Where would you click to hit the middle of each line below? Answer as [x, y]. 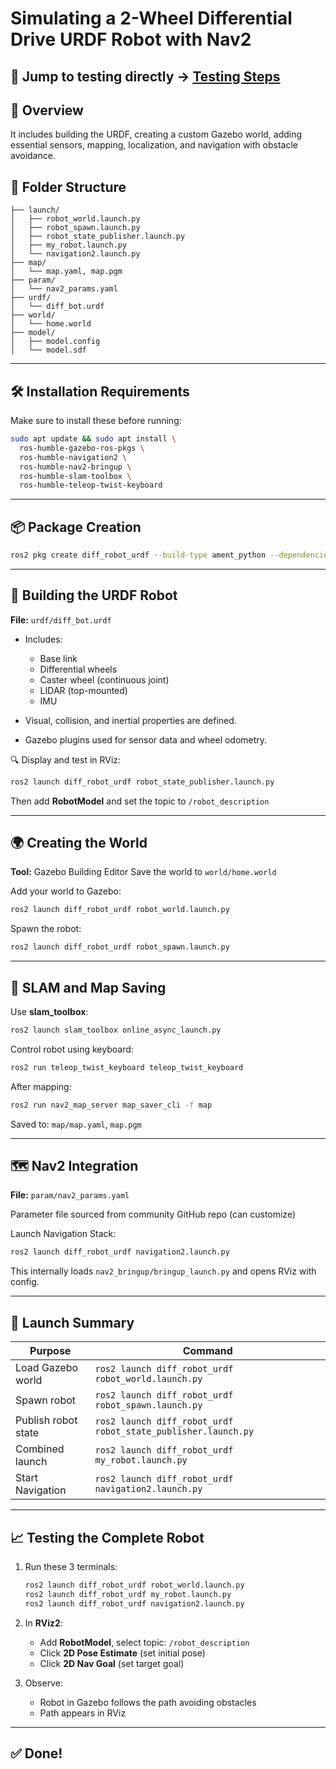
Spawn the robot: [46, 929]
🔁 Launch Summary [72, 1322]
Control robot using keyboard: [72, 1049]
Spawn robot [46, 1400]
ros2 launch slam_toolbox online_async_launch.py [116, 1030]
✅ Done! [36, 1753]
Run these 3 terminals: [71, 1566]
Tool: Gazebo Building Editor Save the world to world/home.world [143, 872]
